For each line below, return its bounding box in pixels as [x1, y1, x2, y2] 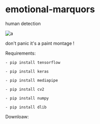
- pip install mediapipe [5, 78, 58, 83]
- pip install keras [5, 69, 49, 74]
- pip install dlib [5, 105, 47, 110]
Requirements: [5, 50, 36, 56]
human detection [5, 20, 41, 27]
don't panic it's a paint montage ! [5, 40, 75, 46]
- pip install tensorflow [5, 60, 60, 65]
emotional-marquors [5, 4, 95, 15]
